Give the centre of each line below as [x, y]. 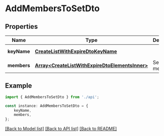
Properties [21, 27]
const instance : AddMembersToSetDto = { [47, 106]
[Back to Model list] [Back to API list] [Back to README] [61, 129]
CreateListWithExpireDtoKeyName [76, 51]
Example [19, 86]
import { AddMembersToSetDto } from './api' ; [52, 97]
